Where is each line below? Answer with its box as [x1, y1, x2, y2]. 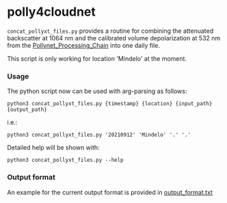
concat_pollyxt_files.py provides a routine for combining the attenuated [7, 27, 214, 35]
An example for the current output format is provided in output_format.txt [7, 188, 213, 196]
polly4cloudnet [7, 4, 96, 20]
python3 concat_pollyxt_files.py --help [7, 157, 124, 164]
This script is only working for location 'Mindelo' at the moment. [7, 54, 187, 62]
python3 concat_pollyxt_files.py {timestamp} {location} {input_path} [7, 100, 213, 107]
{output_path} [7, 107, 48, 113]
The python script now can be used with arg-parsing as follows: [7, 87, 187, 96]
